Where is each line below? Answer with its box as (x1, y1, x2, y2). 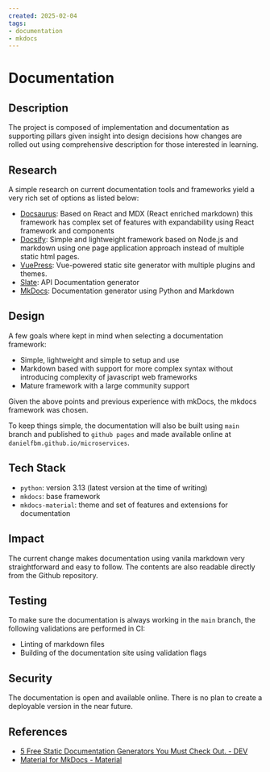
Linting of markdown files (19, 640, 105, 649)
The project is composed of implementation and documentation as (8, 123, 230, 132)
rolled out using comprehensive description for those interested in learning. (8, 140, 259, 149)
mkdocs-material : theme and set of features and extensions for (19, 500, 228, 510)
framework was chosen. (8, 405, 89, 414)
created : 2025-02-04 (8, 11, 78, 20)
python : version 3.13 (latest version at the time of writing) (19, 482, 208, 493)
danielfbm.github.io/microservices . (8, 438, 131, 447)
